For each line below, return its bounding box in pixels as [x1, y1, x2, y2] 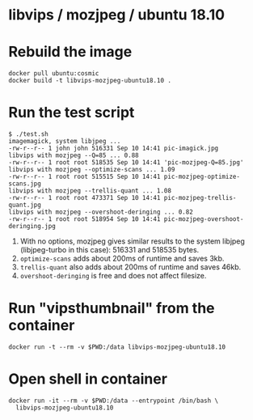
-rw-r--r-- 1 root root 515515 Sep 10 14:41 [8, 172, 161, 181]
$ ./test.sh [8, 130, 48, 138]
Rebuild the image [8, 43, 133, 62]
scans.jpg [8, 180, 42, 188]
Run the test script [8, 104, 135, 122]
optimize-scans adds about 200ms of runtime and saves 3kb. [19, 253, 225, 264]
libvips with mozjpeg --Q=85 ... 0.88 [8, 151, 139, 159]
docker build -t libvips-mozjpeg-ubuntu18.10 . [8, 77, 172, 85]
